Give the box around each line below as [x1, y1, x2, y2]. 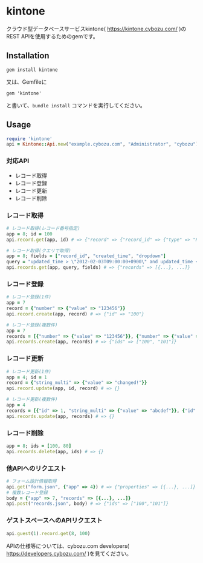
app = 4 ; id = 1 [6, 374, 47, 380]
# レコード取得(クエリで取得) [6, 248, 71, 254]
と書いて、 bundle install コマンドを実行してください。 [6, 101, 146, 109]
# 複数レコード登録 [6, 490, 48, 496]
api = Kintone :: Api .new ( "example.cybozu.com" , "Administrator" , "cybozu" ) [6, 141, 199, 147]
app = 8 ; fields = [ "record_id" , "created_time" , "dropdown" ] [6, 253, 166, 259]
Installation [6, 50, 50, 61]
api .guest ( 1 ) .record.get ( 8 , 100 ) [6, 530, 91, 536]
